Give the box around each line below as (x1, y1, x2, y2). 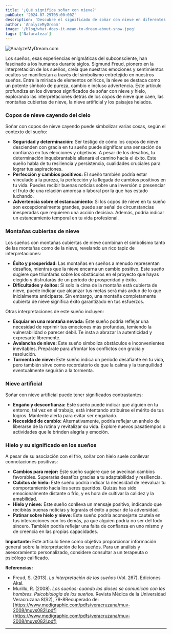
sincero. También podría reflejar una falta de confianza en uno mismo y (12, 523, 163, 529)
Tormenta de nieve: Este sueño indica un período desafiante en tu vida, (12, 356, 165, 362)
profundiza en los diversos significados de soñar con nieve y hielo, (5, 88, 146, 94)
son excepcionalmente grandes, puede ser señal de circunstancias (12, 204, 155, 210)
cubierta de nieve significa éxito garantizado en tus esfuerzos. (12, 298, 144, 304)
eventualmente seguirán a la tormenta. (12, 367, 94, 373)
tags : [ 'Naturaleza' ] (5, 31, 52, 36)
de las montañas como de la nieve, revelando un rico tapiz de (5, 244, 135, 251)
